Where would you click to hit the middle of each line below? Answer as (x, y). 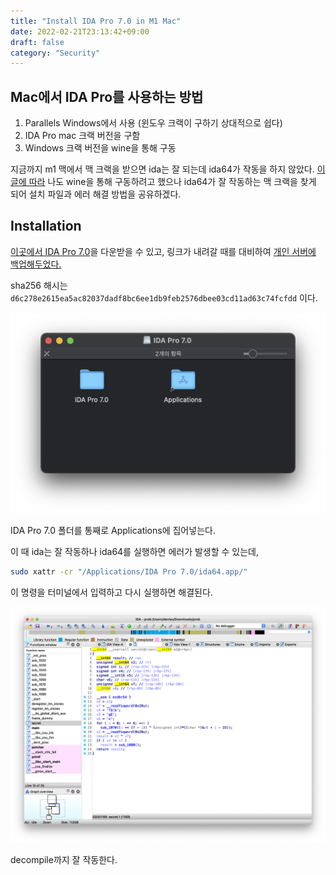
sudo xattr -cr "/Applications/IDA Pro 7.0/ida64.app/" (129, 572)
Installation (46, 226)
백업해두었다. (36, 264)
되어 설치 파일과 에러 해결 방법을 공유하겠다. (96, 194)
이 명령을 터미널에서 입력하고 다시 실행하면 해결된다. (111, 592)
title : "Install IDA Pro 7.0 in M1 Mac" (96, 21)
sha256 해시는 (39, 285)
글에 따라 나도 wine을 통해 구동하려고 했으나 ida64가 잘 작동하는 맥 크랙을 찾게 (163, 182)
